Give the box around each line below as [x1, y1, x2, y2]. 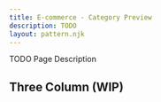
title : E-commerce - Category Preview [9, 12, 152, 22]
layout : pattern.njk [9, 29, 86, 38]
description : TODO [9, 21, 77, 30]
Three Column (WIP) [9, 79, 124, 94]
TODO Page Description [9, 54, 97, 65]
